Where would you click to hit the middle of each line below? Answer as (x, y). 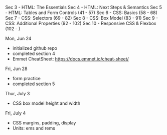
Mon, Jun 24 (18, 38)
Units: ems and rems (34, 128)
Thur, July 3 (18, 93)
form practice (27, 78)
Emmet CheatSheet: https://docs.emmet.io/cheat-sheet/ (70, 59)
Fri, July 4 (16, 113)
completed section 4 (34, 53)
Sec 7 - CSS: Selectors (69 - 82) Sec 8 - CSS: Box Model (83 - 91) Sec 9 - (82, 18)
